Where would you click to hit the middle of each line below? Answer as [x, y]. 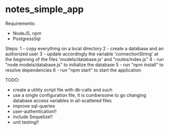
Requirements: [20, 23]
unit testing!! [26, 122]
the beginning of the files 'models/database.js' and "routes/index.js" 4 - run [84, 59]
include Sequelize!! [33, 117]
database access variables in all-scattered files [62, 101]
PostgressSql [26, 39]
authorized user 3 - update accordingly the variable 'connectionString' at [82, 54]
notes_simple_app [45, 9]
